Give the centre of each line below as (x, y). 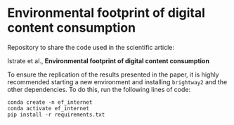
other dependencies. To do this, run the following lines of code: (99, 89)
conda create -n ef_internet (50, 102)
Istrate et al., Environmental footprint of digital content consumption (108, 60)
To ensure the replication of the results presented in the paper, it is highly (113, 74)
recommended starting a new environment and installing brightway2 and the (117, 81)
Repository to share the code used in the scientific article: (91, 47)
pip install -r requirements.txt (56, 114)
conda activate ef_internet (48, 108)
